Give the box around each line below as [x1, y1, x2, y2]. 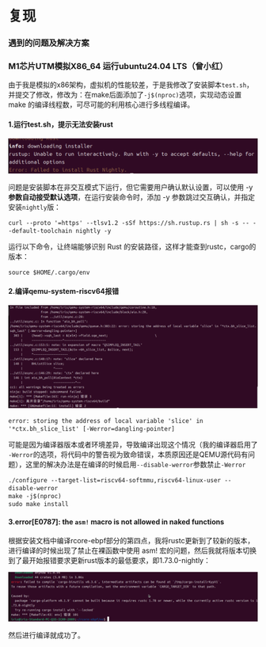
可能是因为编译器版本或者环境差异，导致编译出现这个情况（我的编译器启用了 [8, 440, 258, 450]
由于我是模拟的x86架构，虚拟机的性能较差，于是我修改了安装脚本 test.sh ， [8, 80, 254, 89]
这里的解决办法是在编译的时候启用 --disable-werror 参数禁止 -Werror [25, 460, 246, 470]
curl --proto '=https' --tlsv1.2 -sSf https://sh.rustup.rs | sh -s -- [8, 219, 249, 227]
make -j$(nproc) [8, 493, 62, 500]
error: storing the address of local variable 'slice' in [8, 417, 203, 425]
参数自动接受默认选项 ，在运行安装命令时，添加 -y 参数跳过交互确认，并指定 [8, 192, 256, 202]
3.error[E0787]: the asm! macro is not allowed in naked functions [8, 516, 225, 527]
